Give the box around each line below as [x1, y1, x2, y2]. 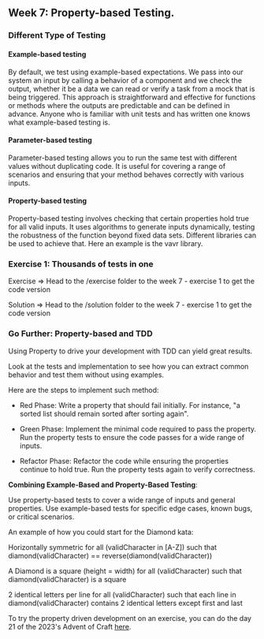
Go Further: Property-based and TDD [8, 328, 153, 339]
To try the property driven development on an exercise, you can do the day [8, 613, 252, 622]
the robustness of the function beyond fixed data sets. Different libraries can [8, 230, 257, 240]
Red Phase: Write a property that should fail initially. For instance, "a [19, 400, 240, 409]
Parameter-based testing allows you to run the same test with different [8, 153, 238, 163]
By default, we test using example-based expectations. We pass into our [8, 67, 244, 77]
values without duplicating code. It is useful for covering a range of [8, 161, 226, 170]
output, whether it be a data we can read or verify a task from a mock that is [8, 84, 255, 93]
